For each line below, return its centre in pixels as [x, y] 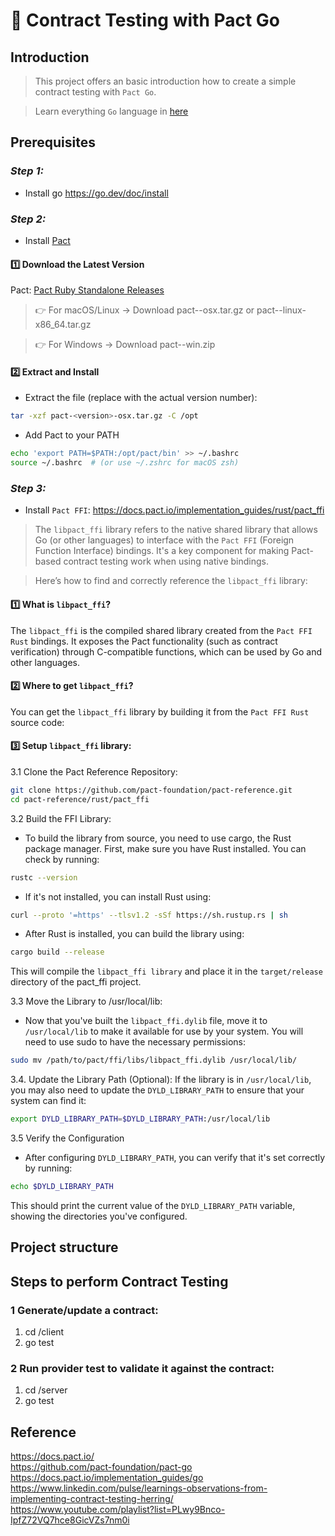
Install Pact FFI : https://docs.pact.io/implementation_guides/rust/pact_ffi [174, 510]
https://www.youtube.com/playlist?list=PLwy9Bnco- [118, 1510]
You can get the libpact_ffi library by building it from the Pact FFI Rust [160, 711]
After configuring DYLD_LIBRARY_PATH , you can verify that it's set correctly [175, 1158]
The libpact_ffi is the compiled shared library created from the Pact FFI [161, 630]
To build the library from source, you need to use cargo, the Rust [158, 838]
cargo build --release [57, 952]
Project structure [64, 1247]
